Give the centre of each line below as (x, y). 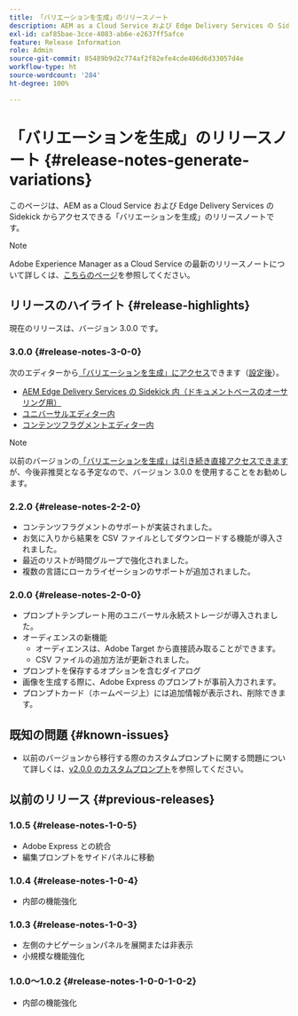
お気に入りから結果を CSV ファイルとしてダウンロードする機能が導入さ (153, 537)
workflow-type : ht (43, 67)
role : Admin (31, 51)
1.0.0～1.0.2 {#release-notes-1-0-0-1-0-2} (103, 981)
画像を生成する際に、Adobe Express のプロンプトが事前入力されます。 (151, 682)
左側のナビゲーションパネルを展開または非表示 (107, 945)
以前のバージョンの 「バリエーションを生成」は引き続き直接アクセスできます (149, 460)
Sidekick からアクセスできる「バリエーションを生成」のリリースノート (138, 216)
